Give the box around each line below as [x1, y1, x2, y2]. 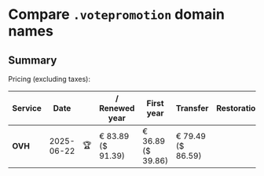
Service [12, 103, 42, 113]
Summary [8, 53, 57, 67]
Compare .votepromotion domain [8, 5, 225, 24]
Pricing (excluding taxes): [8, 75, 91, 83]
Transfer [175, 103, 209, 113]
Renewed [99, 103, 135, 113]
